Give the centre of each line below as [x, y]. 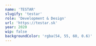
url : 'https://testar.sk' [31, 23]
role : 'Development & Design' [36, 18]
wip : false [16, 32]
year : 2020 [16, 27]
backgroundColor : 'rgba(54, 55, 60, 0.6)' [49, 36]
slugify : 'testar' [24, 14]
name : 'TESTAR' [20, 9]
